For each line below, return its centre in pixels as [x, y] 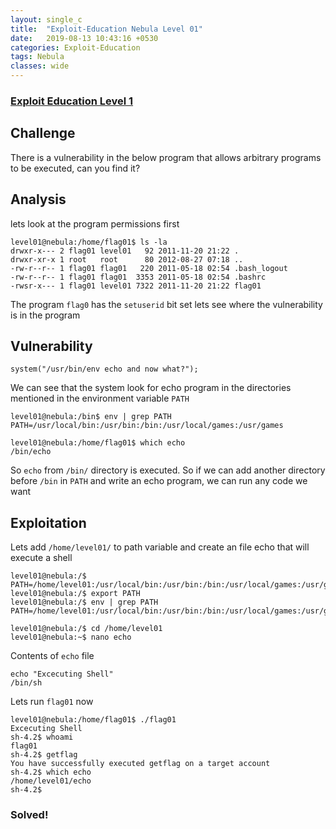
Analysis [38, 199]
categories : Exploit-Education [75, 47]
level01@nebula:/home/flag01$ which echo [98, 443]
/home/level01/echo [51, 781]
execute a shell [41, 558]
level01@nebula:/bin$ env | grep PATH [91, 417]
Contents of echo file [52, 656]
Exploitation [48, 522]
